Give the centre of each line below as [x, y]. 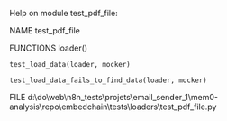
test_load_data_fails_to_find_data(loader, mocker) [108, 80]
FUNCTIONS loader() [49, 48]
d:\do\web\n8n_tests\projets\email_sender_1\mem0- [123, 97]
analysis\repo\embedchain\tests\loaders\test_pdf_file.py [113, 107]
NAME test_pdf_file [45, 30]
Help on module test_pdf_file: [64, 13]
